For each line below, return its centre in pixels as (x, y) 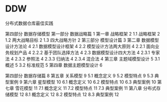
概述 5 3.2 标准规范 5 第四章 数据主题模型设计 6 (54, 65)
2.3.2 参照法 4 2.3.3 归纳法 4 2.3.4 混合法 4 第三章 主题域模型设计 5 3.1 (87, 58)
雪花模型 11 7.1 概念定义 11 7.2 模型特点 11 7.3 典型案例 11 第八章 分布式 (85, 88)
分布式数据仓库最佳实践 (29, 23)
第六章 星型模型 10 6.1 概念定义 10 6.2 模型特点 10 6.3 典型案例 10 (89, 82)
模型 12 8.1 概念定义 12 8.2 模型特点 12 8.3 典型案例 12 (64, 94)
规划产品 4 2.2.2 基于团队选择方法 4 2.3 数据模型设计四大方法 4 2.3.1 (80, 52)
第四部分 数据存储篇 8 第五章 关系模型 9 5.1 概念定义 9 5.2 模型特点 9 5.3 (79, 75)
